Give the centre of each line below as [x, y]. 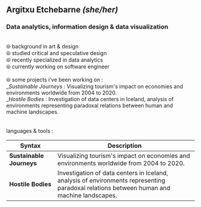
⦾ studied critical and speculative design [57, 53]
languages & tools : [30, 130]
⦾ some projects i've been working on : [55, 80]
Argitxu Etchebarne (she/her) [62, 10]
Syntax [30, 145]
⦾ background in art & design [42, 46]
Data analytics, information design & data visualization [87, 27]
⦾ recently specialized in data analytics [55, 60]
